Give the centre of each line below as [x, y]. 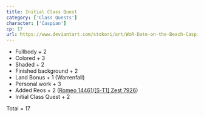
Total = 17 [18, 109]
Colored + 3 [30, 58]
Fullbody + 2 [31, 52]
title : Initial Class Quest [42, 12]
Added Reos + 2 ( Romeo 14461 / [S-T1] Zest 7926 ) [76, 90]
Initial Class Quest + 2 [42, 97]
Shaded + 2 [29, 65]
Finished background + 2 [46, 71]
